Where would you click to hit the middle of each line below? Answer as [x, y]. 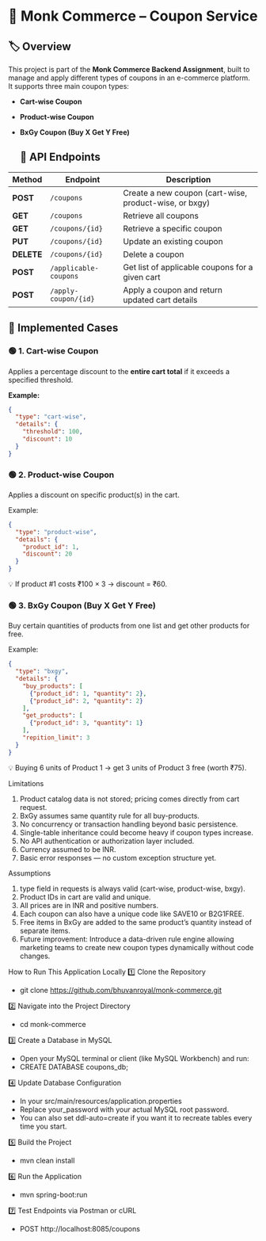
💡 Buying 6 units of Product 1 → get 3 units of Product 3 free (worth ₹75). [127, 767]
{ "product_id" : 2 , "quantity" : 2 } [86, 701]
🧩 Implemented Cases [63, 328]
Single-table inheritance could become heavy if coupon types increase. [136, 832]
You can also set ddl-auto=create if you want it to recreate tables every [136, 1117]
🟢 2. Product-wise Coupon [61, 475]
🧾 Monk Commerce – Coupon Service [133, 16]
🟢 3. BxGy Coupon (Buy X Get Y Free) [82, 605]
